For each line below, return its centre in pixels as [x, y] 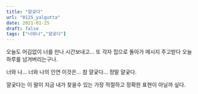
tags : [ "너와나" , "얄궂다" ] [36, 34]
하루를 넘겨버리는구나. [32, 59]
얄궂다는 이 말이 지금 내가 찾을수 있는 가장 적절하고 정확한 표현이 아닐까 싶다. [96, 85]
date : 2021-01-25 [28, 23]
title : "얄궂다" [25, 12]
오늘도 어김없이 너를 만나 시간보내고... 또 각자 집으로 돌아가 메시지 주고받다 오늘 [99, 52]
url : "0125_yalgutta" [33, 17]
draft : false [23, 28]
